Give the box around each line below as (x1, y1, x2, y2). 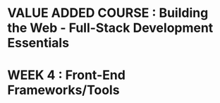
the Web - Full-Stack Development (7, 20, 214, 36)
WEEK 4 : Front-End (7, 67, 126, 83)
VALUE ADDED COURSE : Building (7, 5, 209, 21)
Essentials (7, 35, 69, 51)
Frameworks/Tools (7, 83, 120, 98)
